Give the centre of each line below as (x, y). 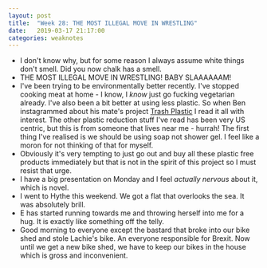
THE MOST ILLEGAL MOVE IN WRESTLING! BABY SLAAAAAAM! (126, 77)
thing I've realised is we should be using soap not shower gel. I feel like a (139, 137)
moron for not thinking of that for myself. (86, 145)
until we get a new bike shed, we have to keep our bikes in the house (133, 247)
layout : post (30, 16)
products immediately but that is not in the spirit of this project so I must (138, 162)
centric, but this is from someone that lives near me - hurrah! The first (134, 128)
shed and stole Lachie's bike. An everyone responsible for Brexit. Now (135, 238)
